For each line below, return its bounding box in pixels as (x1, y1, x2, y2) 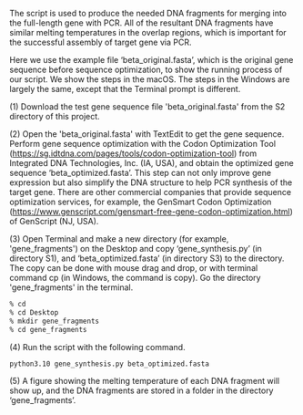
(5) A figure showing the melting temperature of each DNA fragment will (9, 376, 280, 387)
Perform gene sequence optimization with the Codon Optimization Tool (9, 139, 276, 149)
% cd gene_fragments (9, 325, 88, 334)
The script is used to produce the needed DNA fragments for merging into (9, 8, 287, 18)
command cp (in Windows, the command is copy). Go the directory (9, 273, 261, 283)
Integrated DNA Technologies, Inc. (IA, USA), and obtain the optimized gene (9, 158, 294, 168)
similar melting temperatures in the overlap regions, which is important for (9, 27, 287, 37)
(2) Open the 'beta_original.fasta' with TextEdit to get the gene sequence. (9, 129, 285, 140)
